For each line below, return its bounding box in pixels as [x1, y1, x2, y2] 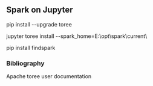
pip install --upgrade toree [6, 20, 73, 28]
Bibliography [6, 59, 45, 67]
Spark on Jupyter [6, 5, 74, 15]
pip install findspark [6, 44, 56, 51]
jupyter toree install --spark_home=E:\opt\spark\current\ [6, 32, 148, 40]
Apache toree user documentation [6, 73, 92, 80]
